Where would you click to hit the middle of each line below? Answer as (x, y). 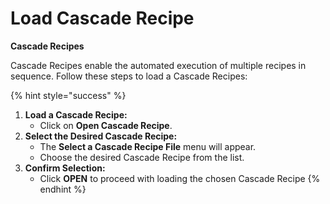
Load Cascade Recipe (102, 18)
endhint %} (63, 189)
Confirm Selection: (65, 168)
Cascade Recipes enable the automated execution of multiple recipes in (158, 65)
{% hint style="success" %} (68, 95)
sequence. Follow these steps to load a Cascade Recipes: (129, 76)
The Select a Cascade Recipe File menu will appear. (148, 146)
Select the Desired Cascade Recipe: (101, 136)
